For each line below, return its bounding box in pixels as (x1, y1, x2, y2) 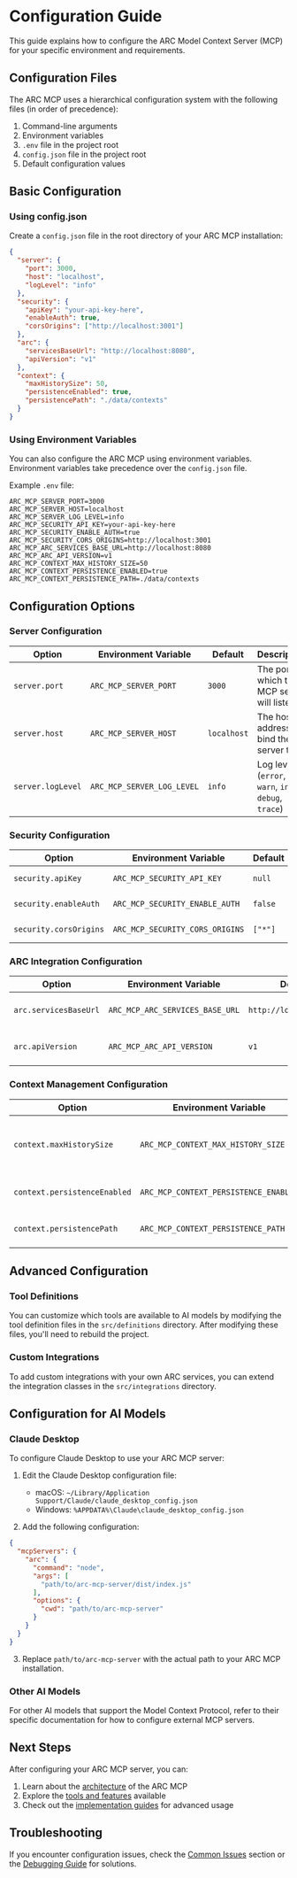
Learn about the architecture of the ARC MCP (21, 1781, 188, 1791)
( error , (256, 769, 286, 781)
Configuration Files (9, 71, 118, 86)
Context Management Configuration (9, 1078, 168, 1091)
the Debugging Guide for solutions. (9, 1858, 137, 1869)
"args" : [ (32, 1572, 69, 1580)
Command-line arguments (21, 120, 118, 131)
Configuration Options (9, 599, 135, 614)
